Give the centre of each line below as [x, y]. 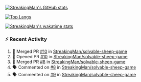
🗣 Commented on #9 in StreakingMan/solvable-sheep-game [74, 75]
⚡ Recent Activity [26, 39]
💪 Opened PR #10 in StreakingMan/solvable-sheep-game [70, 57]
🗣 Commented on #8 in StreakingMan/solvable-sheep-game [74, 67]
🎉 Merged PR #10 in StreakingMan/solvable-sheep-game [70, 51]
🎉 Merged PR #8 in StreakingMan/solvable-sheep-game [69, 62]
